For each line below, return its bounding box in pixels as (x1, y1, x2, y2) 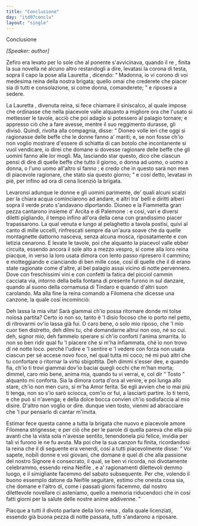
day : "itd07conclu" (6, 14, 54, 20)
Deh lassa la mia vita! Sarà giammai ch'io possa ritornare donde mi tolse (6, 308, 181, 315)
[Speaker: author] (6, 47, 50, 55)
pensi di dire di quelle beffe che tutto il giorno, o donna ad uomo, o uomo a (6, 158, 188, 166)
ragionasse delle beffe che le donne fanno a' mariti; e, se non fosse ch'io (6, 133, 184, 141)
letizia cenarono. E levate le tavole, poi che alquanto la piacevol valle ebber (6, 240, 189, 247)
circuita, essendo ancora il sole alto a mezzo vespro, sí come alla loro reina (6, 246, 189, 253)
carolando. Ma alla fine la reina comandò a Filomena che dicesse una (6, 290, 174, 297)
